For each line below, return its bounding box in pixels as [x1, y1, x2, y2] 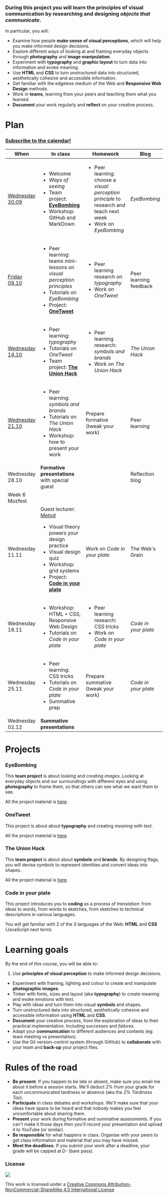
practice [49, 542, 68, 549]
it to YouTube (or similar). [12, 1127, 64, 1133]
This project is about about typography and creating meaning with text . [5, 823, 153, 829]
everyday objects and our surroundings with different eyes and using [5, 778, 147, 784]
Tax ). [12, 1094, 23, 1101]
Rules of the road [5, 1062, 77, 1073]
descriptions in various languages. [5, 912, 76, 918]
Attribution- [107, 1181, 131, 1187]
